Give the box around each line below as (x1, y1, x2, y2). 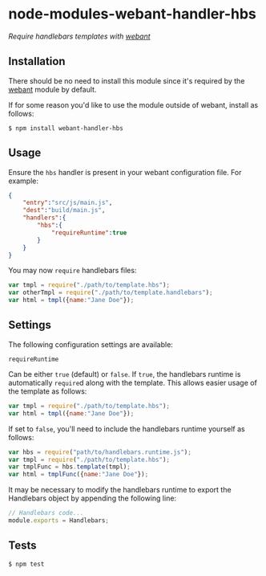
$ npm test (8, 560, 45, 568)
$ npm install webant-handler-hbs (8, 124, 124, 133)
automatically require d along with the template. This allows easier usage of (8, 378, 258, 387)
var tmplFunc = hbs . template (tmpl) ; (8, 463, 131, 471)
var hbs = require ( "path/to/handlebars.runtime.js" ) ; (8, 447, 192, 456)
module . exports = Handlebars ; (8, 517, 110, 525)
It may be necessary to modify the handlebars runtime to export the (8, 485, 232, 495)
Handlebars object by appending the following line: (8, 493, 177, 503)
